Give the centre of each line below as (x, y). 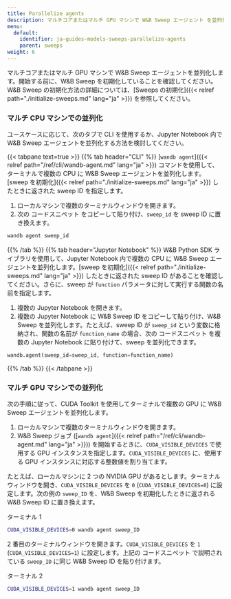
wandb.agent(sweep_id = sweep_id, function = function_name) (90, 355)
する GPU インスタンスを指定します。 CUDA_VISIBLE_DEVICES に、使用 (120, 453)
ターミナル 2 (25, 576)
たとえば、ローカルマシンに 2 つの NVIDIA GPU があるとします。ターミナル (114, 476)
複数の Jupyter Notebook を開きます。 (71, 308)
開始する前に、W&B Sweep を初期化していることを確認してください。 (118, 81)
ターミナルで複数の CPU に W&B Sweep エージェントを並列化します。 (106, 174)
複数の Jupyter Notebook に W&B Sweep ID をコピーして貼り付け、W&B (119, 316)
